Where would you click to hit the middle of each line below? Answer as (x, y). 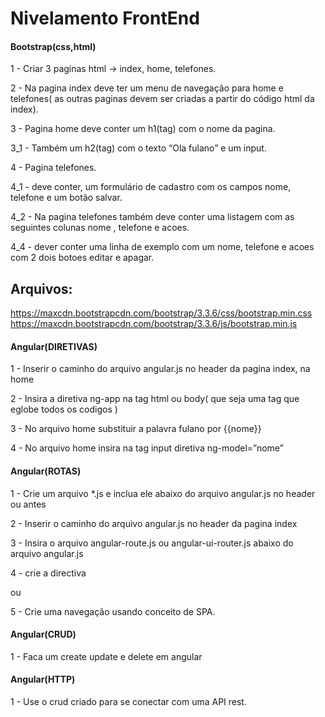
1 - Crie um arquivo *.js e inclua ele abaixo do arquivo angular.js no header (163, 493)
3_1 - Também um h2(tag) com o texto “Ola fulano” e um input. (138, 148)
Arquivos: (41, 288)
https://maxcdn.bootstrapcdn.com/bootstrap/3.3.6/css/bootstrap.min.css (161, 313)
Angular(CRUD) (43, 634)
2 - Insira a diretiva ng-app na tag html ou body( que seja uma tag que (155, 399)
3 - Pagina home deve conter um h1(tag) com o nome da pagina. (143, 129)
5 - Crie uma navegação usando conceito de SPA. (113, 611)
